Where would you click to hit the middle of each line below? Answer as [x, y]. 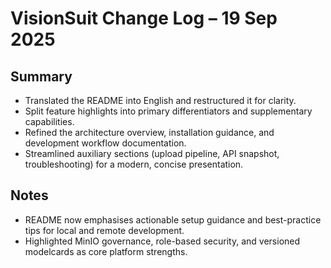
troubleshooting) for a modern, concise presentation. [134, 164]
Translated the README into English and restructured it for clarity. [160, 100]
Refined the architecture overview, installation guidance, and [149, 132]
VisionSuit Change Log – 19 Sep [144, 18]
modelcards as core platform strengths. [106, 251]
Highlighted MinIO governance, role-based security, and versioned [162, 241]
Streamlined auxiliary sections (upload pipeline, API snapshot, [152, 153]
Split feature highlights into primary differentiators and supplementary [168, 111]
